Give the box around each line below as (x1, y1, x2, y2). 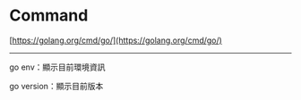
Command (9, 5, 89, 26)
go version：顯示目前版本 (9, 80, 104, 91)
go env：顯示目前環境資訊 (9, 62, 106, 72)
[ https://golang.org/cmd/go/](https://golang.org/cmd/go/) (9, 35, 222, 46)
